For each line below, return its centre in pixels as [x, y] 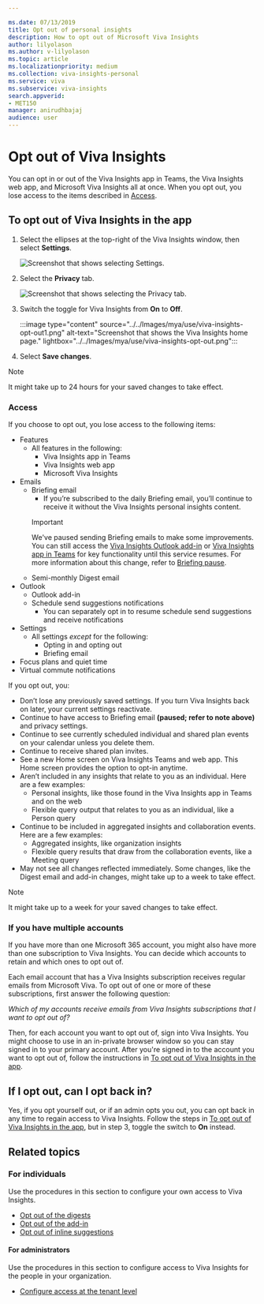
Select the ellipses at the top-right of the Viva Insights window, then [130, 239]
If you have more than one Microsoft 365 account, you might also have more [132, 945]
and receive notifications [83, 620]
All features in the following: [76, 448]
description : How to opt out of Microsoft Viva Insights [104, 37]
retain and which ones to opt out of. [66, 962]
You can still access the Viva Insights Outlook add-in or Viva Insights [143, 546]
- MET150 [22, 103]
